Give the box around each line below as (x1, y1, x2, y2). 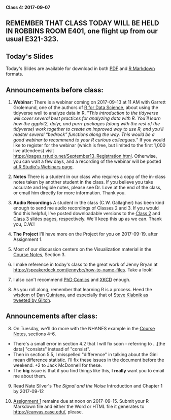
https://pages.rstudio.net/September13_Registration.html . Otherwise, (13, 153, 157, 159)
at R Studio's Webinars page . (13, 164, 74, 170)
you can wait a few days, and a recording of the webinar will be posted (13, 158, 161, 164)
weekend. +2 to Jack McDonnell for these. (13, 362, 102, 368)
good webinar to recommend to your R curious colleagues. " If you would (13, 137, 165, 143)
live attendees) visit (13, 148, 54, 154)
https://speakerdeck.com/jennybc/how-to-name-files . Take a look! (13, 267, 153, 273)
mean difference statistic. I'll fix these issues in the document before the (13, 357, 164, 363)
